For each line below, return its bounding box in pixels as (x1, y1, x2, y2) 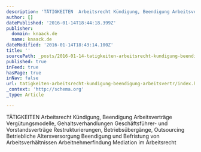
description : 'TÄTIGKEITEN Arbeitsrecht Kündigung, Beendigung (6, 8, 170, 15)
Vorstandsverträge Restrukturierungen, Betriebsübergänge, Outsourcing (6, 126, 185, 133)
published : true (6, 58, 47, 64)
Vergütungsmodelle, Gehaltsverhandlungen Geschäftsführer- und (6, 120, 168, 127)
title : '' (6, 48, 31, 54)
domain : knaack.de (11, 31, 58, 37)
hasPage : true (6, 70, 42, 76)
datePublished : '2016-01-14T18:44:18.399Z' (6, 20, 117, 26)
